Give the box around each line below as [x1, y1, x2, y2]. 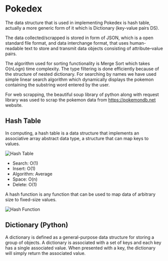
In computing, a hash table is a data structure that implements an [5, 130, 139, 136]
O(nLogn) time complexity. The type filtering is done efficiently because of [5, 66, 159, 72]
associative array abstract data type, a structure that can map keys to [5, 135, 149, 141]
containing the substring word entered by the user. [5, 81, 110, 88]
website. [5, 102, 23, 108]
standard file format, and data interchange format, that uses [5, 40, 129, 46]
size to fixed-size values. [5, 196, 57, 202]
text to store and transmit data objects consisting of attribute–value [24, 45, 163, 51]
